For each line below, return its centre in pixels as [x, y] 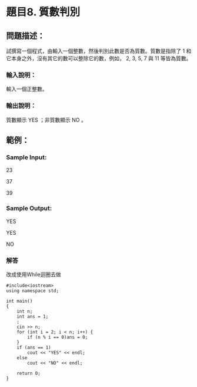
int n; [25, 311]
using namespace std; [33, 291]
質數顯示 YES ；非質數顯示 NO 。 [46, 120]
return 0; [29, 373]
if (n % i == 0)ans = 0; [58, 337]
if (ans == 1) [34, 347]
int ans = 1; [33, 316]
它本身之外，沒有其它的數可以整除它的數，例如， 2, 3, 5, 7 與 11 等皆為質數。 [99, 58]
